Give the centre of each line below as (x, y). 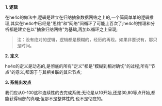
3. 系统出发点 (18, 82)
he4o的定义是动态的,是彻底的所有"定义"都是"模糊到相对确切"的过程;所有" (78, 66)
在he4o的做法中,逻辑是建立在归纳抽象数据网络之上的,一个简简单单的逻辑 (77, 17)
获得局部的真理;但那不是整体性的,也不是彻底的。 (57, 99)
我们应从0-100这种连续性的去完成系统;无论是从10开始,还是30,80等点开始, (78, 93)
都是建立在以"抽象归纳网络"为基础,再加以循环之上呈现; (63, 29)
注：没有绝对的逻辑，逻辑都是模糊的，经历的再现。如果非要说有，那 (85, 40)
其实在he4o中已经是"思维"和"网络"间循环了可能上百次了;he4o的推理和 (81, 23)
